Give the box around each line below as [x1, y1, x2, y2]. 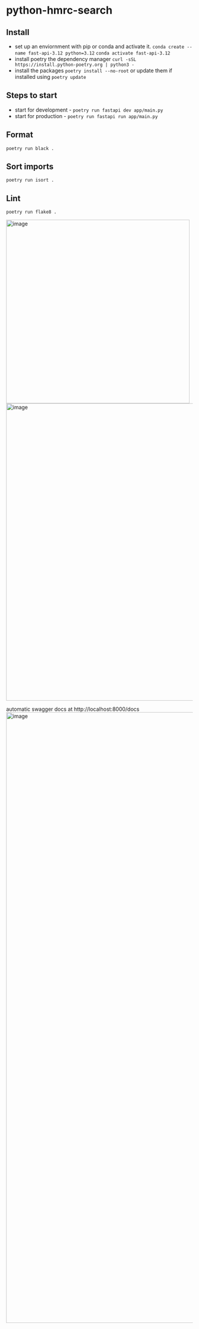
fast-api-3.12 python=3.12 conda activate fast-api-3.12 [28, 50, 171, 56]
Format [6, 130, 34, 140]
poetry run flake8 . [6, 209, 57, 215]
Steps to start [6, 90, 57, 101]
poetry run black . [6, 145, 54, 151]
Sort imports [6, 161, 54, 172]
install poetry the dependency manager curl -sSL [14, 56, 136, 62]
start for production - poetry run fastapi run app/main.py [14, 112, 158, 119]
